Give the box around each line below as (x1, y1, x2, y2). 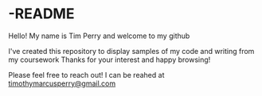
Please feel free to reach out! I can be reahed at (8, 70, 165, 79)
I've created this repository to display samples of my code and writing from (8, 46, 255, 56)
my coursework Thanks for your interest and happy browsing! (8, 55, 211, 64)
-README (8, 5, 75, 23)
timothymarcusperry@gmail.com (8, 79, 116, 88)
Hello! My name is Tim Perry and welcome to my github (8, 31, 190, 40)
